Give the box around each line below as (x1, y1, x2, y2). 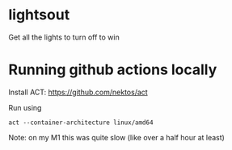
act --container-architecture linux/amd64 (8, 119, 154, 127)
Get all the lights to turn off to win (8, 32, 120, 42)
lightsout (8, 6, 70, 24)
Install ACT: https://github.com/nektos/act (8, 87, 148, 97)
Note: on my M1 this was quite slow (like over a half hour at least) (8, 132, 225, 142)
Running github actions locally (8, 60, 217, 79)
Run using (8, 102, 42, 112)
